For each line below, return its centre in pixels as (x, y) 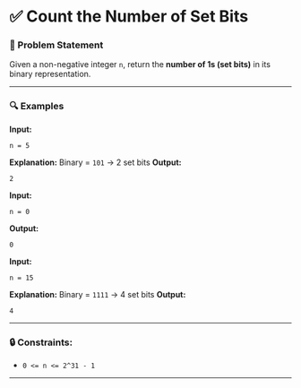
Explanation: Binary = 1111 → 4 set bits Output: (98, 294)
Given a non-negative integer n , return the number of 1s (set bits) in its (140, 65)
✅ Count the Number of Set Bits (129, 17)
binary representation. (50, 74)
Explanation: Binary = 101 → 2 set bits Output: (95, 162)
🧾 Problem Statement (56, 45)
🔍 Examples (37, 107)
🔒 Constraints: (41, 342)
